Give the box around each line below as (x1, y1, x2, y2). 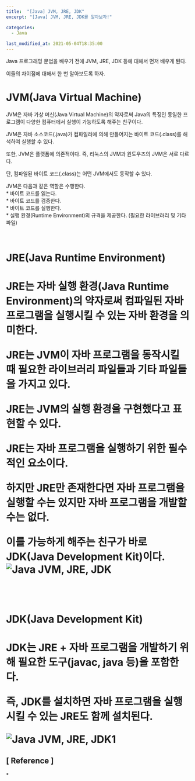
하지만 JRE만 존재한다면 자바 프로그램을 (6, 482, 185, 495)
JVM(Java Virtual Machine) (6, 91, 142, 104)
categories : (6, 25, 35, 30)
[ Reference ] (6, 756, 54, 766)
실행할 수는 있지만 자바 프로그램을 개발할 (6, 496, 187, 509)
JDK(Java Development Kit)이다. (6, 550, 165, 564)
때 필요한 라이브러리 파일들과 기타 (6, 363, 157, 376)
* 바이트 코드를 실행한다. (6, 204, 62, 211)
